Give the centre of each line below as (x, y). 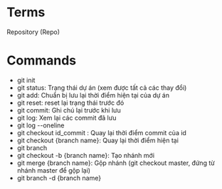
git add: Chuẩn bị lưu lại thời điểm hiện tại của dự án (93, 95)
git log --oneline (41, 125)
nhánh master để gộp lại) (53, 170)
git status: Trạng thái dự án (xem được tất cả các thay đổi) (102, 87)
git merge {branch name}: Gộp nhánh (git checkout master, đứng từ (116, 163)
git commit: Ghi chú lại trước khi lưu (69, 110)
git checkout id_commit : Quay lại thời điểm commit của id (101, 132)
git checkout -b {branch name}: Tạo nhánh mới (85, 155)
